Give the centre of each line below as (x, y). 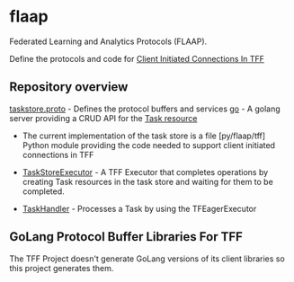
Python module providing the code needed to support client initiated (149, 145)
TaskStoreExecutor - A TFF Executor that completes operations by (145, 172)
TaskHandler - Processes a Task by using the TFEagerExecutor (139, 208)
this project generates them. (62, 268)
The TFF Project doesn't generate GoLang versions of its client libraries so (147, 259)
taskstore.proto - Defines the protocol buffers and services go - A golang (145, 109)
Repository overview (69, 87)
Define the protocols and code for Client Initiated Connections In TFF (137, 58)
